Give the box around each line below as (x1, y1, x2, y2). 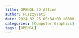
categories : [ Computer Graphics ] (5, 21, 75, 26)
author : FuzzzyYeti (5, 12, 46, 17)
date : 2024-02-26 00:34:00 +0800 (5, 16, 75, 21)
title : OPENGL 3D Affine (5, 7, 57, 12)
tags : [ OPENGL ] (5, 26, 37, 31)
